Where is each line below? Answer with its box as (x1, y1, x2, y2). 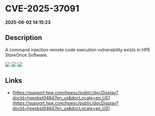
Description (5, 34, 42, 42)
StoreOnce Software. (5, 52, 48, 58)
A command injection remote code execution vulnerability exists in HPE (5, 46, 151, 52)
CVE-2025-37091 (5, 3, 79, 14)
